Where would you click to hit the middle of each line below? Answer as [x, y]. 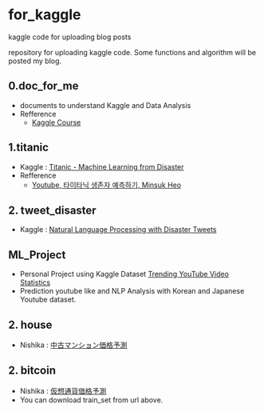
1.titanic [29, 148]
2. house [30, 324]
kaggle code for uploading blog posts [70, 37]
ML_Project [37, 255]
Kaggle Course [56, 122]
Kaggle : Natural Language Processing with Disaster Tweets [118, 230]
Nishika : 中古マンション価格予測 [73, 345]
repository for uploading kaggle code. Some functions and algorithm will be [132, 52]
